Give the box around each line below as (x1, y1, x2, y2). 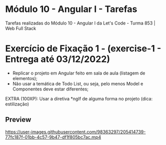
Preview (5, 115, 32, 124)
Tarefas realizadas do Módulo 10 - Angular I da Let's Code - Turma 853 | (5, 20, 156, 26)
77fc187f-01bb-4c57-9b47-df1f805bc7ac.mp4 (5, 134, 102, 140)
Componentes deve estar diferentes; (12, 86, 89, 92)
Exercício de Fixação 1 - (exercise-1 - (5, 43, 161, 54)
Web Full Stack (5, 25, 36, 31)
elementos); (12, 75, 38, 81)
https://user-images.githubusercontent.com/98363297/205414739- (5, 128, 146, 134)
